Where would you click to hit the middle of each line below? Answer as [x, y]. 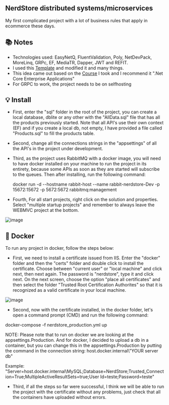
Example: [15, 366]
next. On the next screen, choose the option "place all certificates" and [86, 280]
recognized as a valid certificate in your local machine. [69, 290]
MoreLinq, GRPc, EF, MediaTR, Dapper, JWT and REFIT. [70, 62]
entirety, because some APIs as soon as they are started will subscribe [86, 169]
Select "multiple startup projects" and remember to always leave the [83, 205]
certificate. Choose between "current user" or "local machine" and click [87, 269]
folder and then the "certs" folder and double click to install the [78, 263]
